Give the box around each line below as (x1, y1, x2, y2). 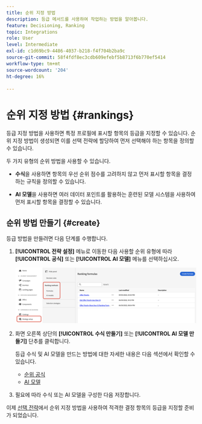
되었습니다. (12, 411, 39, 419)
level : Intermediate (6, 42, 58, 48)
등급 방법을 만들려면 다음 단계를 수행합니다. (6, 235, 108, 242)
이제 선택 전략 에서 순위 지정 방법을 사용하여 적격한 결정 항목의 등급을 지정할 (6, 404, 183, 411)
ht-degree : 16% (6, 73, 45, 80)
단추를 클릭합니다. (28, 338, 71, 345)
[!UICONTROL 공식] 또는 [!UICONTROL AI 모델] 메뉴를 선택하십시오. (14, 255, 180, 262)
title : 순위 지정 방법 (6, 10, 56, 16)
